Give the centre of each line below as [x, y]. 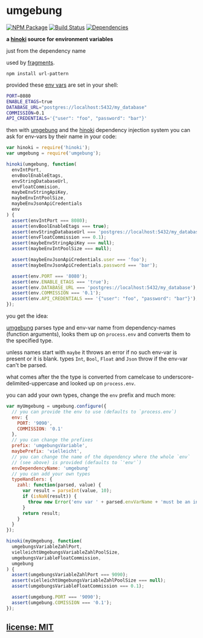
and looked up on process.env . [98, 384]
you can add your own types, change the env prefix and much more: [91, 395]
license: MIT [30, 627]
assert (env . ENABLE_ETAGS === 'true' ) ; [61, 282]
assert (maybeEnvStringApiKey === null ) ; [63, 243]
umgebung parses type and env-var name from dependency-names [91, 328]
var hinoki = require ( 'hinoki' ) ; [48, 148]
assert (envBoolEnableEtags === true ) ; [61, 226]
